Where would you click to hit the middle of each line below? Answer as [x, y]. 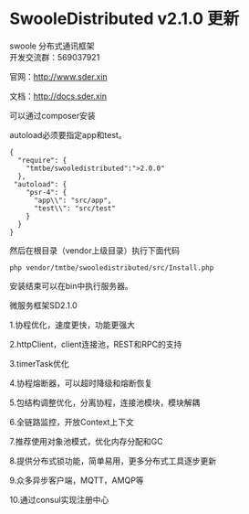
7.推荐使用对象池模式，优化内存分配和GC [86, 441]
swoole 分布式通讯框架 [52, 46]
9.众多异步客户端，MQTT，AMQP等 [77, 480]
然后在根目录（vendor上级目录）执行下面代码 [95, 250]
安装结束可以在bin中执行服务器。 [72, 285]
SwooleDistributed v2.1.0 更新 [124, 19]
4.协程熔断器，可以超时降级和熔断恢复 [81, 383]
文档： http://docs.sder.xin [58, 96]
